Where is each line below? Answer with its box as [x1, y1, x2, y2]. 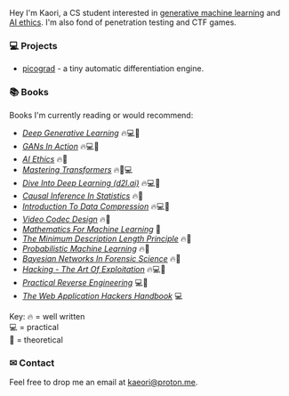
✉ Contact [9, 356, 55, 368]
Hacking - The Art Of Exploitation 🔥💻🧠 [21, 263, 166, 274]
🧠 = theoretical [9, 334, 64, 345]
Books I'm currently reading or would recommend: [9, 109, 194, 120]
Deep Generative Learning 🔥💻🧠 [21, 127, 140, 138]
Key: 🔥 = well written [9, 311, 85, 321]
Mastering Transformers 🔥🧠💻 [21, 164, 133, 174]
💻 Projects [9, 39, 58, 52]
